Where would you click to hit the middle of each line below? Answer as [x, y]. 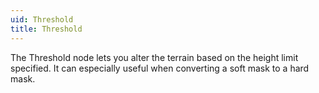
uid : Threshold [42, 19]
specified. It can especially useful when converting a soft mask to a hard [160, 68]
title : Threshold [46, 29]
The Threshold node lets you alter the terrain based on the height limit [154, 57]
